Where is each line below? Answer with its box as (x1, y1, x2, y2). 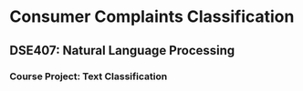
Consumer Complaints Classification (9, 6, 295, 27)
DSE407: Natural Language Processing (9, 43, 235, 58)
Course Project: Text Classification (9, 70, 168, 83)
